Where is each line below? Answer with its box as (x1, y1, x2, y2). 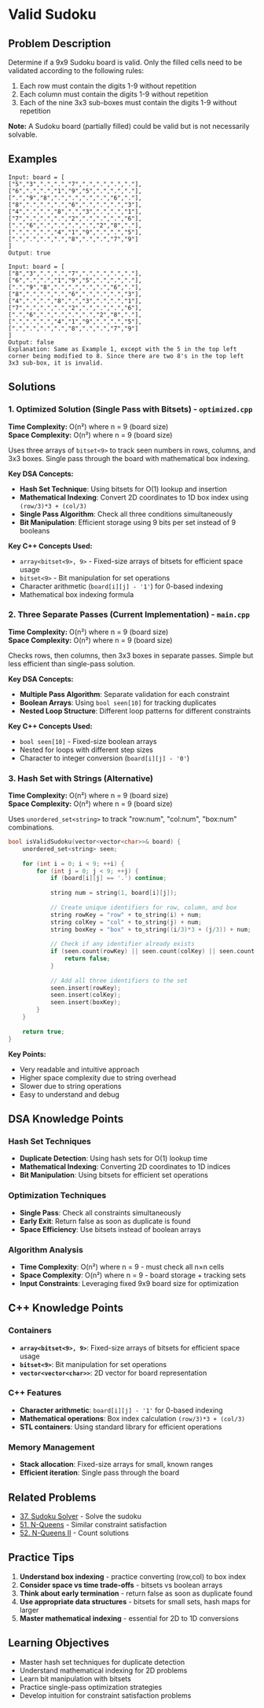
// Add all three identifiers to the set (49, 977, 189, 984)
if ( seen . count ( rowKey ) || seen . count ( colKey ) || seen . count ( (49, 947, 258, 955)
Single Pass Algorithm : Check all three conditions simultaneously (19, 509, 233, 519)
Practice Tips (8, 1551, 75, 1564)
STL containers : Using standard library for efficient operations (19, 1422, 222, 1431)
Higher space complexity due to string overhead (19, 1072, 177, 1082)
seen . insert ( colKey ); (49, 991, 122, 999)
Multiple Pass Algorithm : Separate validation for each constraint (19, 689, 230, 698)
